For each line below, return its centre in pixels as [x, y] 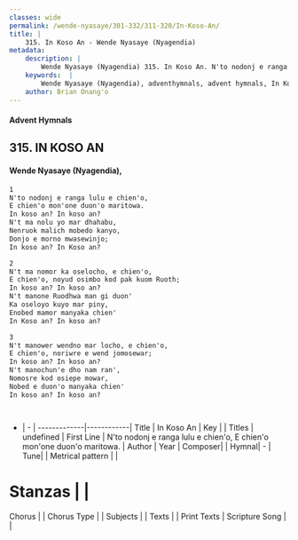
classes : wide [35, 17]
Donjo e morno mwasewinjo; [59, 239]
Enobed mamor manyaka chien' [63, 313]
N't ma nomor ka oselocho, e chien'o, [81, 272]
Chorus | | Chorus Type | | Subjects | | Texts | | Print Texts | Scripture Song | [148, 516]
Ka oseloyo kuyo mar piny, [59, 305]
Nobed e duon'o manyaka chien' [67, 386]
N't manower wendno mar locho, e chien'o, [89, 345]
